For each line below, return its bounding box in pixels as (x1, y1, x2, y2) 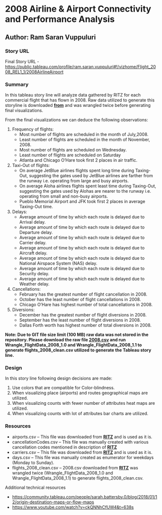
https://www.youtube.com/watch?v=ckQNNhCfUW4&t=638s (12, 504, 134, 510)
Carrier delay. (19, 240, 47, 246)
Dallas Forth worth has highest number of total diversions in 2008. (19, 322, 152, 328)
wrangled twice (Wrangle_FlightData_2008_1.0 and (12, 470, 113, 476)
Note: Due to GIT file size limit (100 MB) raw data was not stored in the (5, 332, 149, 338)
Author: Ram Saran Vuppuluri (5, 33, 96, 41)
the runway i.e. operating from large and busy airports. (19, 178, 129, 184)
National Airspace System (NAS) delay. (19, 261, 97, 266)
